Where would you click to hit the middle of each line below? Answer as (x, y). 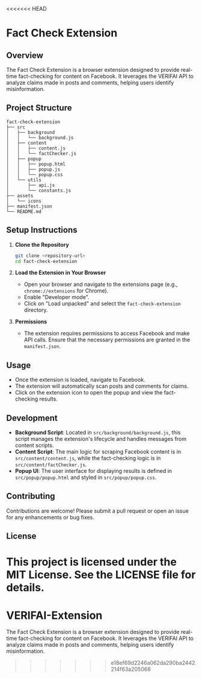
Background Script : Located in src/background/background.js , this (98, 432)
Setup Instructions (42, 230)
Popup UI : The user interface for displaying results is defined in (93, 471)
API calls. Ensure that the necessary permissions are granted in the (107, 340)
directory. (36, 310)
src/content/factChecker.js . (51, 464)
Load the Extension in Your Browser (60, 273)
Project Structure (39, 108)
